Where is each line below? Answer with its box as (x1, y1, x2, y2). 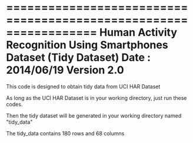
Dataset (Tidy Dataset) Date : (6, 51, 151, 64)
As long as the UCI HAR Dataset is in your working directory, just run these (6, 94, 187, 101)
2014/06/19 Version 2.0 (6, 63, 125, 77)
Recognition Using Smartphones (6, 38, 169, 52)
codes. (6, 100, 23, 108)
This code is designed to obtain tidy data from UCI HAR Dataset (6, 83, 161, 90)
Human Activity (99, 26, 178, 39)
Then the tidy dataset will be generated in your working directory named (6, 112, 182, 119)
